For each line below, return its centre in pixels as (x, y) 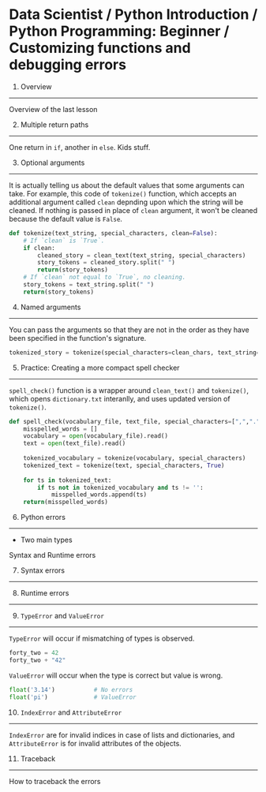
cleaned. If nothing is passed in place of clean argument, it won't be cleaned (133, 210)
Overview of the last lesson (53, 109)
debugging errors (68, 65)
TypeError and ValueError (62, 616)
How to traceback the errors (55, 781)
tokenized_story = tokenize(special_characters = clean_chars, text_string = (135, 353)
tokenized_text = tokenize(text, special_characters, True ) (124, 465)
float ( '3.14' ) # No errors (71, 689)
